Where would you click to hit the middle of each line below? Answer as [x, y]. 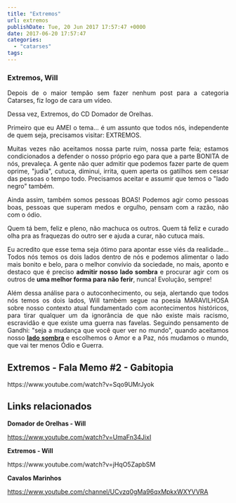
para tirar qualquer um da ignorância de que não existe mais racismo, [118, 316]
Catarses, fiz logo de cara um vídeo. [60, 101]
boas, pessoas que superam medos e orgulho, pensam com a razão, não [118, 208]
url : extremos [28, 20]
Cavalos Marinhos [34, 478]
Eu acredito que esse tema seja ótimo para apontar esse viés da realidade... [118, 250]
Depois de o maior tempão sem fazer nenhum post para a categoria [118, 93]
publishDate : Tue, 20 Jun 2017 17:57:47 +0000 [77, 27]
